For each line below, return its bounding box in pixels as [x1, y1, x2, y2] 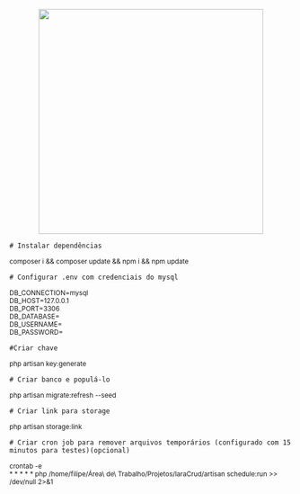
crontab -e [9, 462, 42, 471]
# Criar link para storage [9, 407, 110, 416]
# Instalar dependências [9, 241, 102, 250]
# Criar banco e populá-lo [9, 375, 110, 384]
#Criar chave [9, 344, 58, 353]
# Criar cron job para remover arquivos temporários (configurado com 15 [9, 438, 292, 447]
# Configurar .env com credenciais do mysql [9, 273, 179, 282]
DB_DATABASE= [9, 312, 60, 321]
